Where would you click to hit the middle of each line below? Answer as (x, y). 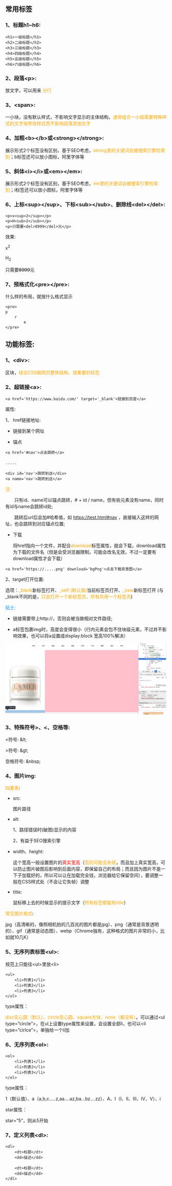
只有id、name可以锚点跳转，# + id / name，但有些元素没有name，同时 (89, 500)
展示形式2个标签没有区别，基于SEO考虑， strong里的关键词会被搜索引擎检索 (85, 150)
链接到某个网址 (28, 431)
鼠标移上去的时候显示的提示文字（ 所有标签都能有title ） (70, 902)
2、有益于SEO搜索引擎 (37, 841)
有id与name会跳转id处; (29, 506)
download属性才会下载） (39, 558)
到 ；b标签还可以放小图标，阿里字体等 (45, 157)
